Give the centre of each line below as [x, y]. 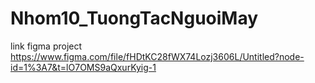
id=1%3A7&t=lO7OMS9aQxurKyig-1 [83, 67]
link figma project [46, 46]
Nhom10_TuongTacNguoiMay [134, 18]
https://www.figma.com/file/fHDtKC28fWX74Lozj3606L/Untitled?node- [157, 56]
